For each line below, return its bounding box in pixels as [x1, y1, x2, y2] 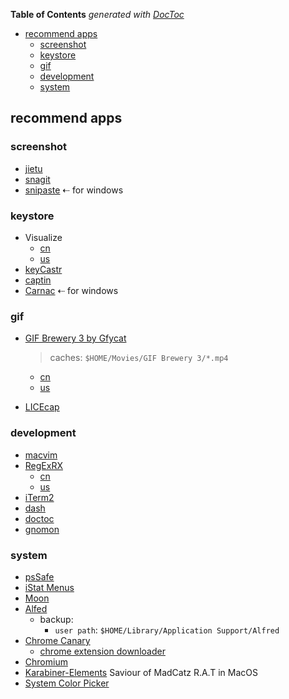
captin [24, 274, 52, 286]
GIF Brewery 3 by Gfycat [24, 332, 127, 344]
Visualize [24, 231, 63, 243]
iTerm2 [24, 491, 55, 503]
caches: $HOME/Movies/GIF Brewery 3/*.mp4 [49, 352, 229, 364]
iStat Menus [24, 581, 75, 593]
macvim [24, 449, 58, 461]
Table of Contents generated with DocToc [10, 9, 185, 20]
